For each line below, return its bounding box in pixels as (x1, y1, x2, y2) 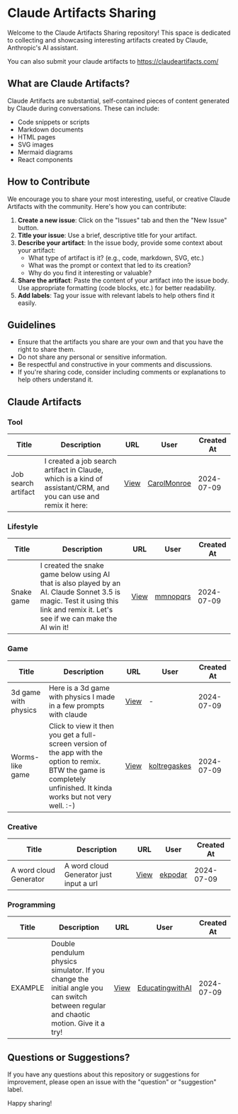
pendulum (50, 948, 85, 958)
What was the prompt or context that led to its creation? (28, 260, 191, 270)
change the (50, 975, 89, 984)
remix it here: (44, 500, 89, 510)
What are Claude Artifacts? (7, 78, 130, 90)
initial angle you (50, 983, 103, 993)
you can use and (44, 492, 100, 502)
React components (17, 155, 73, 163)
